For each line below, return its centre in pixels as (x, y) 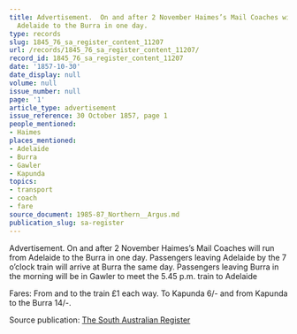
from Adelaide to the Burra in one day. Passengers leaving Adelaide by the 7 (148, 257)
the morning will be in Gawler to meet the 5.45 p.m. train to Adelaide (133, 276)
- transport (31, 190)
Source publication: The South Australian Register (100, 320)
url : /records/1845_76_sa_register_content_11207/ (104, 50)
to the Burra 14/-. (40, 302)
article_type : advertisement (63, 108)
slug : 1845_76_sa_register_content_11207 (87, 42)
